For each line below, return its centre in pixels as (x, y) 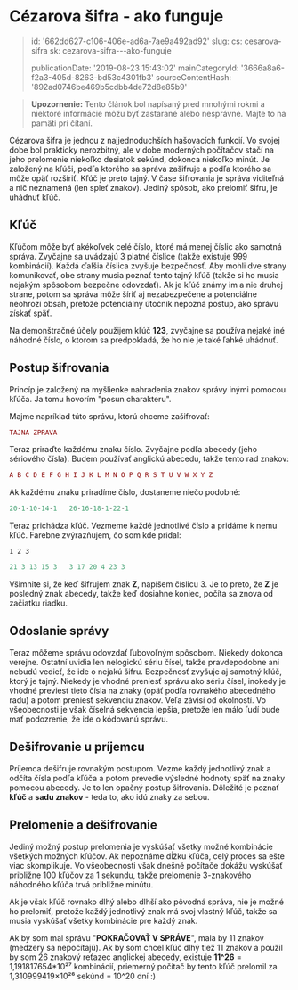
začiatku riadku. (39, 603)
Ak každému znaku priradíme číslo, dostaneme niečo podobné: (125, 492)
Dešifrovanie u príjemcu (77, 747)
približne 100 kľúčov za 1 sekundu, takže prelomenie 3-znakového (130, 875)
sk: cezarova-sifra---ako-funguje (110, 50)
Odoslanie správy (59, 631)
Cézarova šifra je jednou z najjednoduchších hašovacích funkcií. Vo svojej (145, 140)
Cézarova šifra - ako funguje (117, 16)
